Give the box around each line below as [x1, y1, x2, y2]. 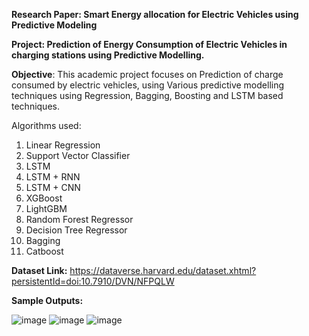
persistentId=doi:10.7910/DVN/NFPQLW [11, 275, 175, 287]
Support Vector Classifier [25, 150, 131, 161]
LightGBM [25, 203, 68, 214]
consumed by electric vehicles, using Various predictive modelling [11, 79, 285, 91]
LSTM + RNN [25, 171, 81, 183]
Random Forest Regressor [25, 214, 134, 225]
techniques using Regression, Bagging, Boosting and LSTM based [11, 90, 284, 101]
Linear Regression [25, 139, 101, 151]
